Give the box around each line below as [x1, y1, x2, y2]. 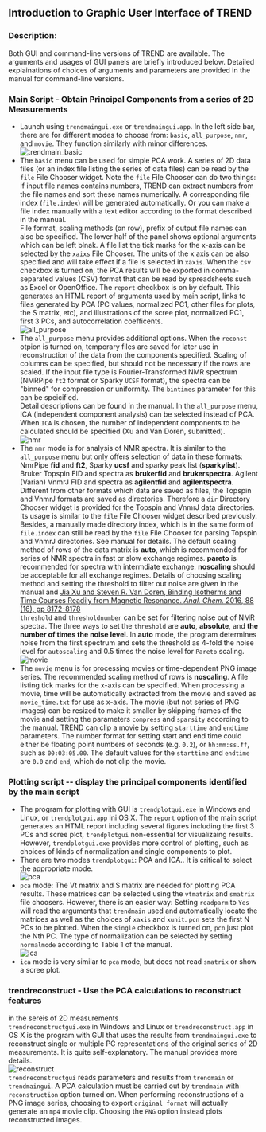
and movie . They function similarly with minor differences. [19, 139, 208, 148]
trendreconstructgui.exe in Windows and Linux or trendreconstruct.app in [8, 1021, 254, 1031]
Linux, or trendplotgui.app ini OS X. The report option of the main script [19, 813, 257, 823]
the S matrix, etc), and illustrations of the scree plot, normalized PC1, [19, 307, 245, 317]
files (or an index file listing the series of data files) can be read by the [19, 163, 249, 174]
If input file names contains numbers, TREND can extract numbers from [19, 181, 254, 190]
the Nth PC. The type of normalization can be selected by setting [19, 931, 233, 941]
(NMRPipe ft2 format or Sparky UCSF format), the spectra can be [19, 375, 231, 385]
